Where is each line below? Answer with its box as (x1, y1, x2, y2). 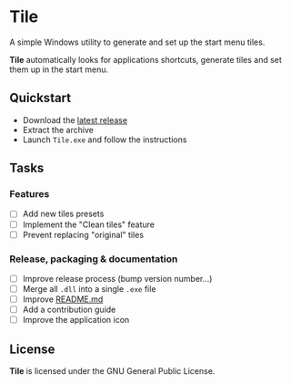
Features (9, 188, 50, 201)
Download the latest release (22, 114, 128, 125)
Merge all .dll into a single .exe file (22, 283, 156, 294)
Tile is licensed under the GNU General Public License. (9, 366, 216, 377)
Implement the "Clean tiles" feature (22, 219, 155, 230)
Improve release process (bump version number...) (22, 273, 213, 284)
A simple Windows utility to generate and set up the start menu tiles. (9, 36, 266, 47)
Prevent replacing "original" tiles (22, 229, 144, 240)
